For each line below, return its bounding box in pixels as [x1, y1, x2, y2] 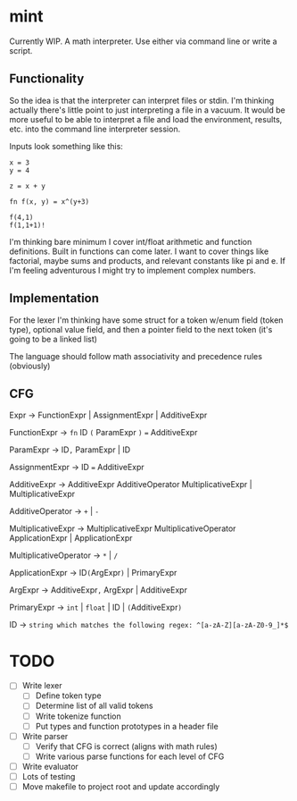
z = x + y [9, 181, 46, 190]
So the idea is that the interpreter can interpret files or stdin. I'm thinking [9, 95, 275, 105]
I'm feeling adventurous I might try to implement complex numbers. [9, 265, 256, 275]
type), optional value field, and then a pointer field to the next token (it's [9, 324, 273, 334]
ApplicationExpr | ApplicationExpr [9, 533, 133, 544]
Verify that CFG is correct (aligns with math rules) [35, 740, 218, 752]
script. [9, 45, 33, 55]
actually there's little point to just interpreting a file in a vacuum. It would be [9, 105, 285, 115]
